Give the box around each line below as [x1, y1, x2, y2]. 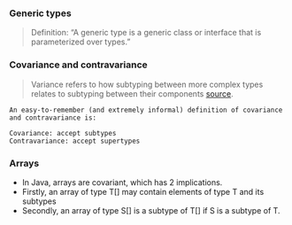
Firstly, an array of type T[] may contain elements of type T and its [21, 186, 265, 197]
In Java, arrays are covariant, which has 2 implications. [21, 176, 223, 188]
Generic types [9, 7, 73, 19]
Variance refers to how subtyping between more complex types [30, 79, 264, 89]
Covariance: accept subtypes [9, 128, 117, 137]
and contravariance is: [9, 113, 97, 122]
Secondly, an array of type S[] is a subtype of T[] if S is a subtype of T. [21, 205, 280, 215]
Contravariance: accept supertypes [9, 136, 141, 145]
